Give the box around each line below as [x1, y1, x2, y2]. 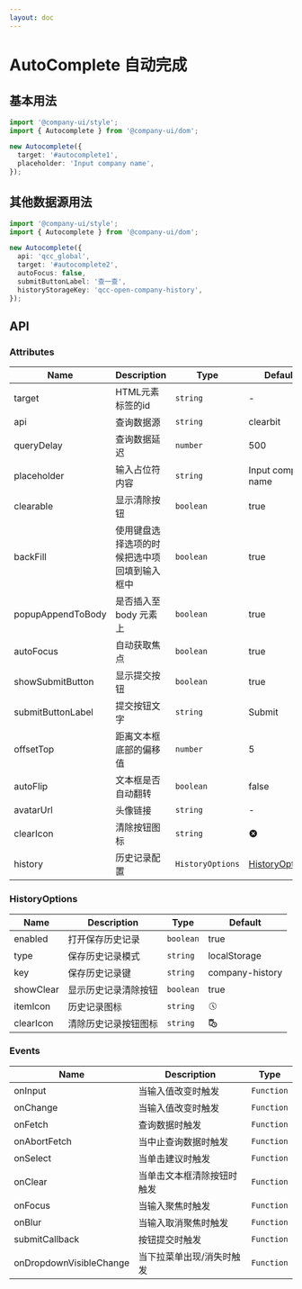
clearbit [248, 416, 281, 428]
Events [9, 1045, 40, 1058]
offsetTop [13, 744, 55, 756]
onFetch [13, 1118, 49, 1131]
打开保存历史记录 [67, 933, 141, 945]
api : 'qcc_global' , [17, 252, 91, 261]
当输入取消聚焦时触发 [138, 1216, 229, 1229]
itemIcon [13, 1000, 51, 1013]
